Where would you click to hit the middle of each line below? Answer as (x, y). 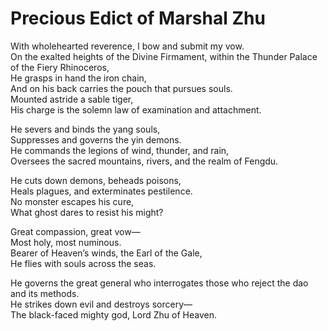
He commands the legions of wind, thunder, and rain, (120, 150)
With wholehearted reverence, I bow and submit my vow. (127, 46)
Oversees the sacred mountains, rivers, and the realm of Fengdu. (144, 161)
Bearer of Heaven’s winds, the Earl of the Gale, (106, 253)
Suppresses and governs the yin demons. (96, 139)
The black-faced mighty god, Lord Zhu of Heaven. (114, 314)
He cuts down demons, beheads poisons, (96, 180)
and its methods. (45, 293)
